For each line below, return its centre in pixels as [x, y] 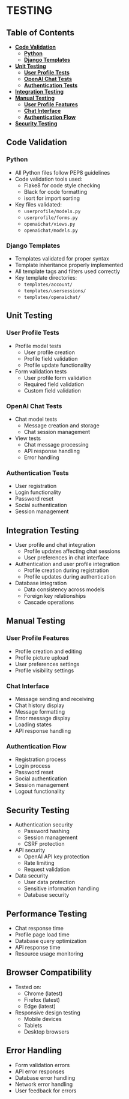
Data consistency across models [64, 589]
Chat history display [40, 705]
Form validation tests [41, 371]
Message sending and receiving [55, 699]
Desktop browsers [46, 1031]
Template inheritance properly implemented [69, 265]
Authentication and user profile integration [67, 564]
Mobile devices [43, 1019]
